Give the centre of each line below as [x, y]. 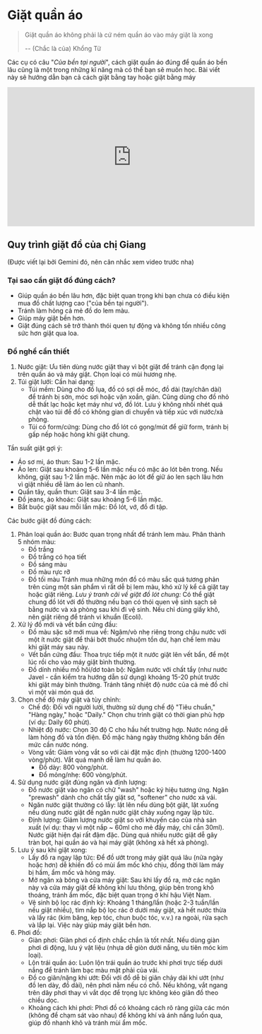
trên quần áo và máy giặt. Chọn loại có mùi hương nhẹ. [97, 374]
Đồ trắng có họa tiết [57, 557]
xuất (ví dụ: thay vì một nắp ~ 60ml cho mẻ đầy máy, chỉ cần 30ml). [126, 827]
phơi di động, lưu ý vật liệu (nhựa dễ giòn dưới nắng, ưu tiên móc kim [128, 948]
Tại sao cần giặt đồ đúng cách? [61, 280]
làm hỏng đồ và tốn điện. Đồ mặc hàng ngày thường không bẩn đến [126, 737]
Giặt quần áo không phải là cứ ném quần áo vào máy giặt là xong [119, 35]
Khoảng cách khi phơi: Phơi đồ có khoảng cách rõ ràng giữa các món [129, 1008]
